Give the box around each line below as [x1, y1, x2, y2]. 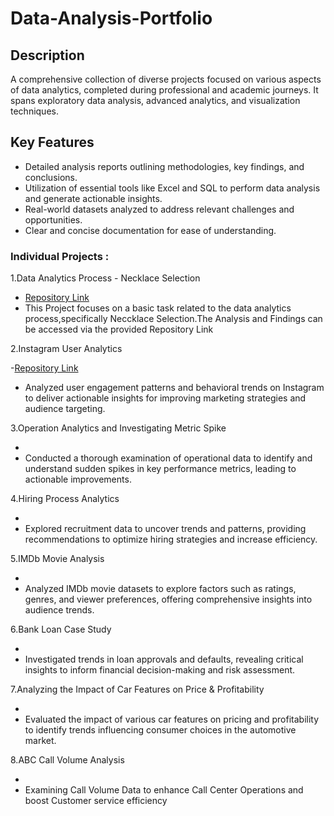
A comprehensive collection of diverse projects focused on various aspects [10, 73, 322, 85]
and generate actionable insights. [24, 192, 163, 204]
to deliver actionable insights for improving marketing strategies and [24, 392, 307, 404]
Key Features [10, 134, 95, 151]
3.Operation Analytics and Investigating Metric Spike [10, 422, 227, 434]
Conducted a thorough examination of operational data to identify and [24, 452, 313, 464]
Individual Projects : [10, 249, 110, 263]
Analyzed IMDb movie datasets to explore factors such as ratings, [24, 583, 297, 595]
